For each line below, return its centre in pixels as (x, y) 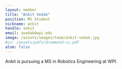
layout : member (21, 10)
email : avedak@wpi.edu (29, 33)
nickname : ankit (22, 24)
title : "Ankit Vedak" (28, 14)
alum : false (17, 47)
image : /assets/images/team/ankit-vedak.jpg (52, 38)
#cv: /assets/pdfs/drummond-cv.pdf (42, 42)
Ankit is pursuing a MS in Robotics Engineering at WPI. (61, 61)
